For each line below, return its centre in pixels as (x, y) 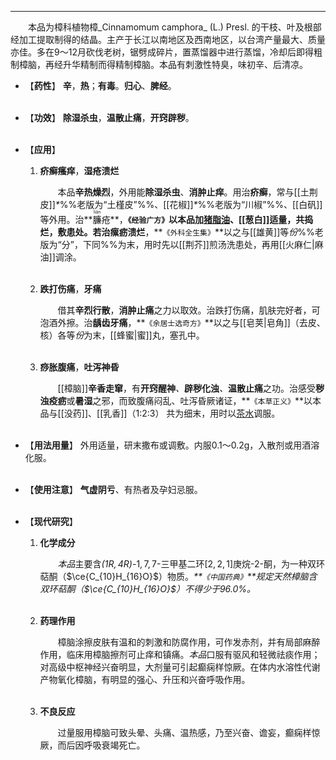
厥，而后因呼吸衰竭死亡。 (92, 745)
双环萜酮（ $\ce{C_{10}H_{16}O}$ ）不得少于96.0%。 (148, 589)
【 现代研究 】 (51, 521)
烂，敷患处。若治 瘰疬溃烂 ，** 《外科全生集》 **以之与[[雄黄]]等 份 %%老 (181, 232)
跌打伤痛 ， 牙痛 (70, 289)
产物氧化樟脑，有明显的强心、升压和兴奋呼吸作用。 (145, 679)
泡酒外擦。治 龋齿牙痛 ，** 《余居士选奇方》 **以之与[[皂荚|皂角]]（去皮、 (182, 322)
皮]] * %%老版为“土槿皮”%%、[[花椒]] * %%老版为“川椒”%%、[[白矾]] (181, 204)
